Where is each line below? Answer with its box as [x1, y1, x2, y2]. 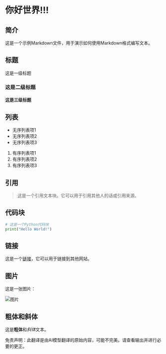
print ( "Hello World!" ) [5, 227, 52, 232]
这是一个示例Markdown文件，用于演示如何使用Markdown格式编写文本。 [5, 40, 153, 46]
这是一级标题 [5, 70, 31, 76]
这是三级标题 [5, 97, 31, 103]
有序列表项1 [12, 150, 36, 156]
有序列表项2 [12, 156, 37, 162]
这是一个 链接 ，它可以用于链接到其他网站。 [5, 256, 92, 262]
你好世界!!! [5, 4, 49, 16]
